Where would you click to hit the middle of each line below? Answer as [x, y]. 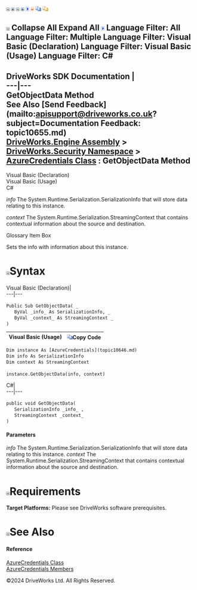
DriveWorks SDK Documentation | [70, 76]
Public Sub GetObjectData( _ [42, 306]
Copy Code [87, 337]
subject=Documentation [53, 123]
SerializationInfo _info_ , [49, 410]
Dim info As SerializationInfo [45, 356]
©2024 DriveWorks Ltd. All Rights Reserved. [61, 580]
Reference [19, 549]
